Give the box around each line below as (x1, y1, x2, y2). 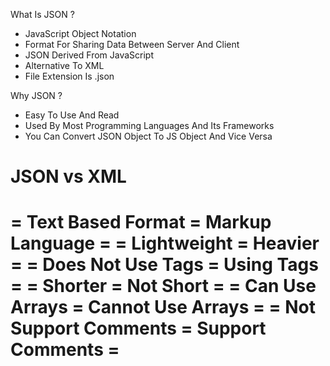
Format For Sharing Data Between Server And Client (24, 39, 240, 50)
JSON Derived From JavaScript (24, 49, 155, 61)
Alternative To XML (24, 60, 105, 71)
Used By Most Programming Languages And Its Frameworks (24, 120, 275, 131)
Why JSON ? (10, 90, 63, 101)
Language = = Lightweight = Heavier (10, 232, 320, 255)
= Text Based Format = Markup (10, 211, 272, 234)
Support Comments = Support (10, 317, 267, 340)
